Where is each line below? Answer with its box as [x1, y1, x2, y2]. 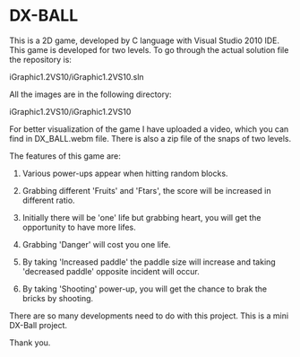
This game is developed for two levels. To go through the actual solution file [9, 44, 289, 55]
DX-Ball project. [9, 319, 68, 330]
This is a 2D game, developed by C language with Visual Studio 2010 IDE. [9, 35, 280, 46]
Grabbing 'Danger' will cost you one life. [21, 239, 171, 249]
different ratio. [21, 195, 75, 205]
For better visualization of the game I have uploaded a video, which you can [9, 123, 289, 135]
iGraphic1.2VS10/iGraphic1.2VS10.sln [9, 71, 145, 82]
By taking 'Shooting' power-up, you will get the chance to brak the [21, 283, 268, 294]
